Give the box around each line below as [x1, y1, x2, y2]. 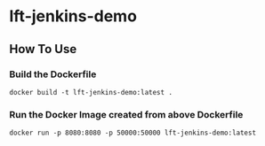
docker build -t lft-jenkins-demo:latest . [9, 88, 173, 96]
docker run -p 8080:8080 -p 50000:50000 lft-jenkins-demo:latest [9, 128, 256, 138]
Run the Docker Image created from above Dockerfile [9, 108, 244, 120]
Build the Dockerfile [9, 68, 97, 81]
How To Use [9, 42, 77, 57]
